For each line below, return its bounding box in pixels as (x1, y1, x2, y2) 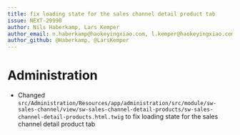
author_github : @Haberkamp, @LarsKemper (7, 37, 130, 44)
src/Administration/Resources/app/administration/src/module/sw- (17, 100, 216, 107)
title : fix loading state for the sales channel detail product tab (7, 10, 216, 18)
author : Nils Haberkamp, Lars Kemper (7, 23, 120, 31)
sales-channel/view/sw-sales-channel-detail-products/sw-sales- (17, 106, 214, 114)
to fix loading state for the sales (124, 112, 219, 121)
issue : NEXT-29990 (7, 17, 62, 24)
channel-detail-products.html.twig (17, 114, 124, 121)
